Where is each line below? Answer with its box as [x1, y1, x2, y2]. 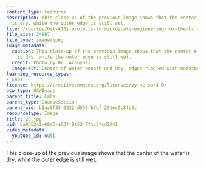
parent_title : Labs [6, 93, 56, 99]
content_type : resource [6, 8, 67, 15]
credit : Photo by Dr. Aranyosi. [12, 59, 94, 65]
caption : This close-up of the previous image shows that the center [12, 48, 191, 55]
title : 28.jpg [6, 116, 42, 122]
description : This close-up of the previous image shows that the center [6, 15, 197, 21]
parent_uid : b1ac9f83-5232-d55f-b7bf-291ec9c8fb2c [6, 104, 137, 111]
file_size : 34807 [6, 31, 50, 38]
